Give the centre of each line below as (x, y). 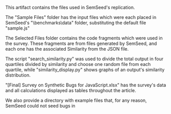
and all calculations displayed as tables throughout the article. (71, 90)
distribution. (18, 75)
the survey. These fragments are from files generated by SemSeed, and (81, 43)
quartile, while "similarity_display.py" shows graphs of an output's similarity (85, 70)
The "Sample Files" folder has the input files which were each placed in (81, 17)
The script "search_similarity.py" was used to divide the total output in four (84, 59)
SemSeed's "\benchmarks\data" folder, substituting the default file (76, 23)
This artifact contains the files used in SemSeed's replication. (70, 7)
